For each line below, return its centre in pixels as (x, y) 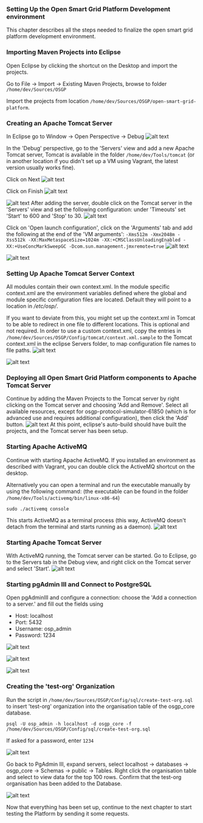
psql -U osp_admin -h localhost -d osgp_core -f (69, 724)
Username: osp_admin (43, 629)
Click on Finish (25, 191)
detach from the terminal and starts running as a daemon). (80, 527)
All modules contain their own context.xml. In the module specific (88, 287)
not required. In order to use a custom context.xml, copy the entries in (94, 331)
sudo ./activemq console (38, 509)
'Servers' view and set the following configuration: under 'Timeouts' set (96, 209)
